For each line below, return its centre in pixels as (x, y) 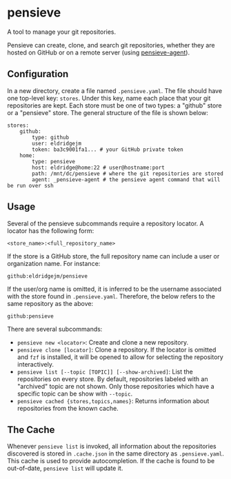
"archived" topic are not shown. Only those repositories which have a (115, 386)
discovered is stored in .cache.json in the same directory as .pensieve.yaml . (115, 453)
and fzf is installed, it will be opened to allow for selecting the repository (120, 357)
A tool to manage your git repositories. (62, 32)
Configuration (38, 74)
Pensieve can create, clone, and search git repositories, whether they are (111, 45)
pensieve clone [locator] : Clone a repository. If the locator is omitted (117, 349)
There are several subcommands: (55, 329)
